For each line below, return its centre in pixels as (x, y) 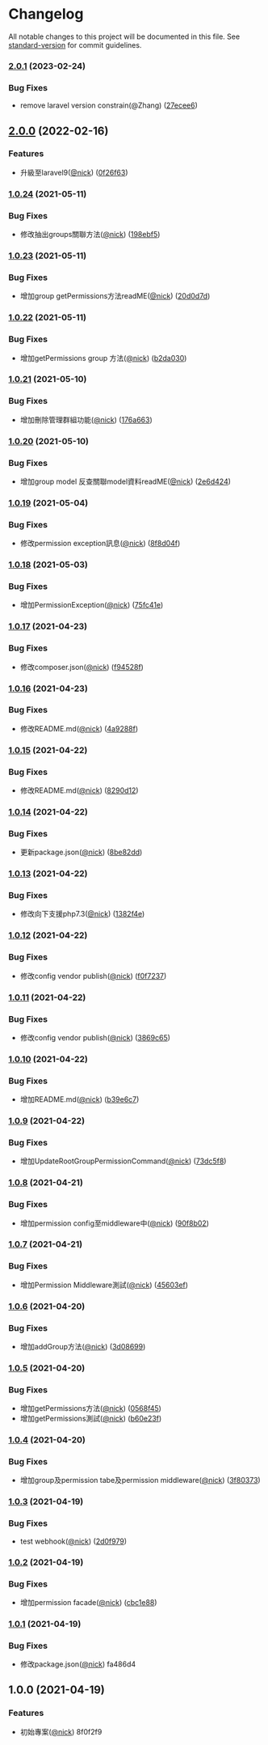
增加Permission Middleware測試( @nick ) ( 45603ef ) (104, 1285)
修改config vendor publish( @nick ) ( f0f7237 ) (93, 976)
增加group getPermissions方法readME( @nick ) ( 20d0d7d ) (115, 296)
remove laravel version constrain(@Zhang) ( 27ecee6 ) (109, 105)
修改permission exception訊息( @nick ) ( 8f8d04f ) (100, 544)
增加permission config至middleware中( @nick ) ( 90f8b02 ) (115, 1223)
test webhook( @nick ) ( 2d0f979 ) (73, 1541)
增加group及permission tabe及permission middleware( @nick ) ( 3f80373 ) (140, 1480)
